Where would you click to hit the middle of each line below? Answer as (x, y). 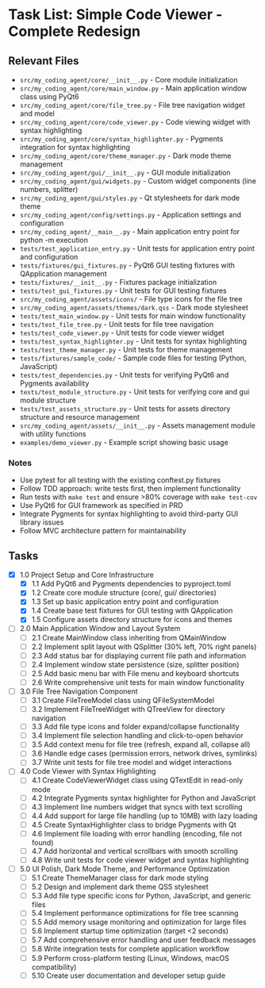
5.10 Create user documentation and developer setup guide (129, 975)
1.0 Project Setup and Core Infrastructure (87, 575)
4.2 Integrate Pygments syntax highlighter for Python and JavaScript (144, 798)
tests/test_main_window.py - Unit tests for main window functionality (132, 316)
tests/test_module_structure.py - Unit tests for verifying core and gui (134, 392)
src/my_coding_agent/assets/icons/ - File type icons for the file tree (131, 299)
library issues (42, 522)
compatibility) (54, 967)
